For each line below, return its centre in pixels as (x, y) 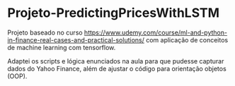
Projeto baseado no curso (45, 32)
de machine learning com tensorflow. (62, 47)
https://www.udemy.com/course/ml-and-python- (156, 32)
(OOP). (17, 76)
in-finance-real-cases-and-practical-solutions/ (76, 39)
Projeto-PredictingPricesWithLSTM (114, 13)
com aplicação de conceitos (187, 39)
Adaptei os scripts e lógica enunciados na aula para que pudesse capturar (116, 61)
